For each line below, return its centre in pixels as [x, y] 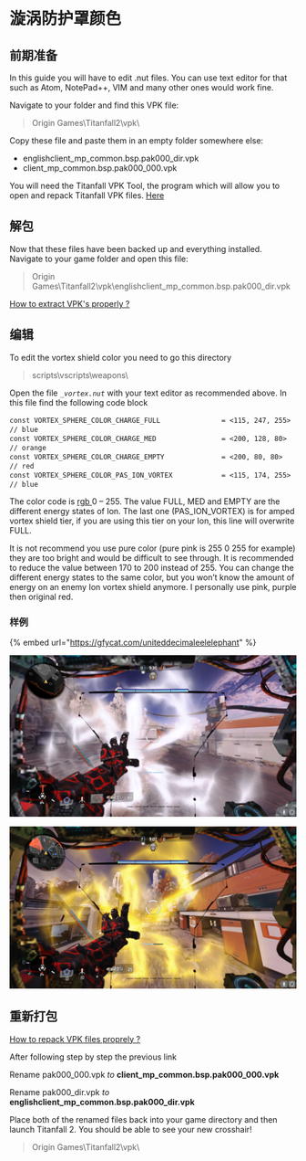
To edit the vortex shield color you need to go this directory [121, 357]
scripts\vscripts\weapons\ [80, 375]
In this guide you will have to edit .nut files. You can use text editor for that [148, 78]
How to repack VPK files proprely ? [75, 1039]
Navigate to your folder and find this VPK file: [94, 105]
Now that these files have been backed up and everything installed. [136, 248]
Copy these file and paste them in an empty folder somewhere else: [137, 141]
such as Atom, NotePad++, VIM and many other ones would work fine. [142, 87]
